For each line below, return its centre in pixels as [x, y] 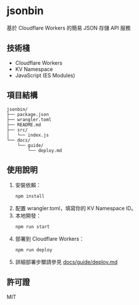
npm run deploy [34, 250]
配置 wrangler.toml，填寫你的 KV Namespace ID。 [76, 208]
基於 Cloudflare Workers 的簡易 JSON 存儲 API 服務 [69, 28]
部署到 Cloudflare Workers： [50, 239]
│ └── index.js [28, 135]
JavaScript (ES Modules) [45, 75]
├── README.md [24, 125]
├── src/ [17, 130]
